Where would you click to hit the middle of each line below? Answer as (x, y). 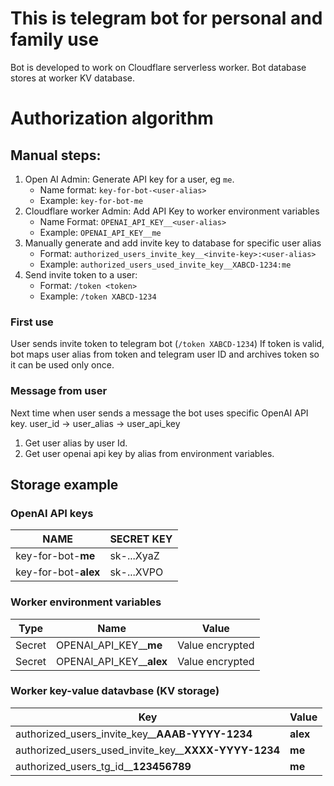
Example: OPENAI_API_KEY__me (100, 232)
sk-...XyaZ (134, 556)
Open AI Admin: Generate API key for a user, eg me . (129, 179)
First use (32, 322)
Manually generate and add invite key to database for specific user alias (173, 243)
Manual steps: (56, 155)
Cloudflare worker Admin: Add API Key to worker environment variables (172, 211)
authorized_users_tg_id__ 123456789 (103, 766)
